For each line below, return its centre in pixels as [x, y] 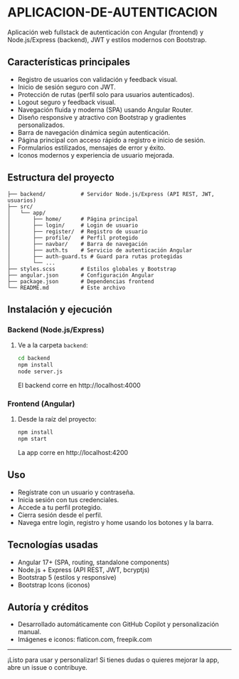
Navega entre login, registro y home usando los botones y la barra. [116, 522]
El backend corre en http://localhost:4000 [79, 385]
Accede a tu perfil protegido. [60, 507]
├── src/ [20, 206]
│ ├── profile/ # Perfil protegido [73, 238]
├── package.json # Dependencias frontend [81, 281]
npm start [32, 439]
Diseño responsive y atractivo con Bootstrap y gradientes [102, 117]
